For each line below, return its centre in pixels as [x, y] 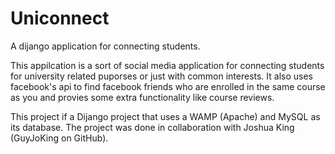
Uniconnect [60, 18]
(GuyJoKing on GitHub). [59, 138]
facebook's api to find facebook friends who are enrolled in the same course [168, 86]
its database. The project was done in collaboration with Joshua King [152, 127]
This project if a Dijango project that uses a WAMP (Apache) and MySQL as [165, 116]
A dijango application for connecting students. [105, 46]
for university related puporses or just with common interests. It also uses [161, 76]
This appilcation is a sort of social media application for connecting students [167, 65]
